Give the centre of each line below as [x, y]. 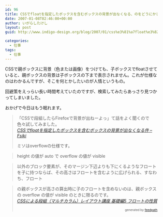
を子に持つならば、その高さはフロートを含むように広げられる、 [80, 172]
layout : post [18, 28]
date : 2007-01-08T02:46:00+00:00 [39, 18]
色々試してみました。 [38, 124]
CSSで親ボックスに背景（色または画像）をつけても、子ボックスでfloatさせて [81, 69]
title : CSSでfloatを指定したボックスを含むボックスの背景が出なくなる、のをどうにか [81, 14]
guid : [10, 32]
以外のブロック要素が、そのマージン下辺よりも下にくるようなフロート [87, 166]
